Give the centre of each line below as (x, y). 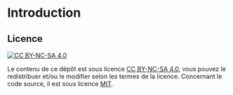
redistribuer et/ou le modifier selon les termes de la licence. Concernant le (115, 76)
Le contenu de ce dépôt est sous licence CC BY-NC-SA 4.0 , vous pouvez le (117, 69)
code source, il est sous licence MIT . (60, 84)
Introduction (44, 13)
